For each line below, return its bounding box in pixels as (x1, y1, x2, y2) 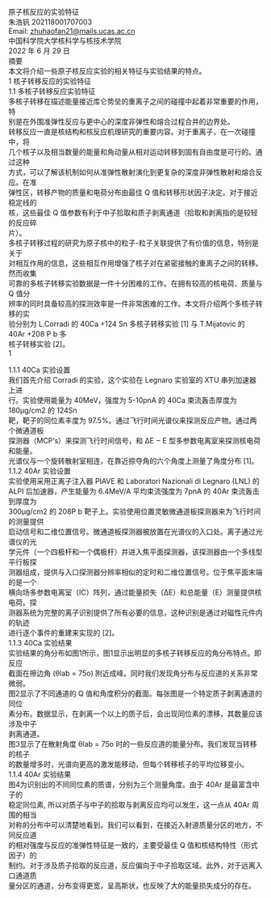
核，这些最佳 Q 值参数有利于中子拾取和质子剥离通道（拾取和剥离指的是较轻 (8, 208, 258, 217)
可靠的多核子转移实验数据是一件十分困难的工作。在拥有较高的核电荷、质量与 (8, 278, 263, 288)
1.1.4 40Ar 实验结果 (8, 769, 71, 779)
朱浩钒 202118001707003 (8, 17, 93, 27)
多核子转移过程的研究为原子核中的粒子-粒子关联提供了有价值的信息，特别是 (8, 238, 260, 248)
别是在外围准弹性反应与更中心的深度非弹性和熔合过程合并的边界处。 (8, 116, 235, 126)
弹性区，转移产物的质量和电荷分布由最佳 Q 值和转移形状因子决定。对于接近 (8, 188, 258, 197)
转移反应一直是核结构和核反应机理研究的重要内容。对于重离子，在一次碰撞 (8, 127, 256, 136)
